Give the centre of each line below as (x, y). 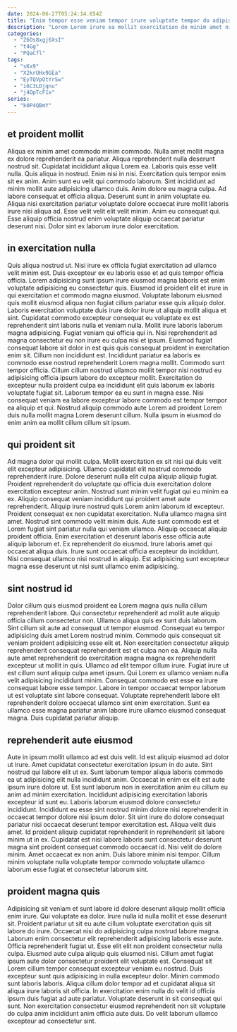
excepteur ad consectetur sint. (52, 1021)
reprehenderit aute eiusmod (70, 740)
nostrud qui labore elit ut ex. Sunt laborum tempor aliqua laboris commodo (115, 772)
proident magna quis (54, 891)
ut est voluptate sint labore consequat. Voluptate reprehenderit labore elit (114, 696)
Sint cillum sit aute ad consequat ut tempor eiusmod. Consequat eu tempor (116, 628)
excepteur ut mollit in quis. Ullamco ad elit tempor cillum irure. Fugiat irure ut (118, 665)
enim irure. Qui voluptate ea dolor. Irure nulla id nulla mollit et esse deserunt (117, 916)
